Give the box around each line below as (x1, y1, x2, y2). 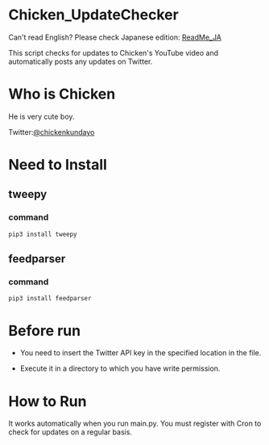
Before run (8, 321, 81, 340)
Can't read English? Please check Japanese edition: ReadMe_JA (8, 32, 221, 42)
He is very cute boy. (8, 111, 75, 121)
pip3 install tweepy (8, 230, 78, 238)
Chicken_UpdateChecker (8, 6, 179, 24)
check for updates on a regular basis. (8, 427, 133, 437)
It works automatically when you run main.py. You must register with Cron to (8, 418, 262, 429)
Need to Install (8, 156, 107, 174)
